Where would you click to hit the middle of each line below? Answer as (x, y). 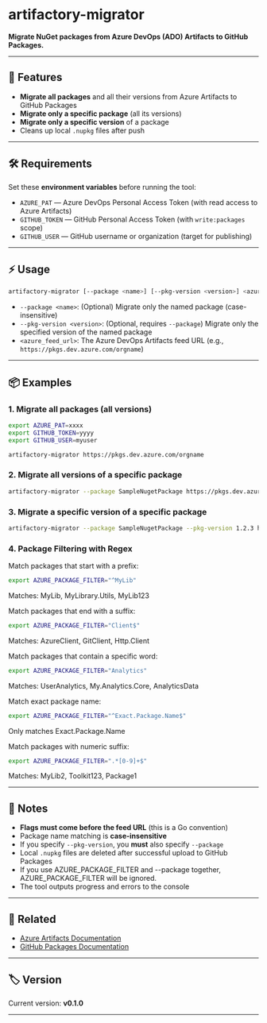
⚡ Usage (29, 269)
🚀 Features (35, 77)
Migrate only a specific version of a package (94, 122)
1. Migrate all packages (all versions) (80, 409)
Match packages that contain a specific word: (83, 656)
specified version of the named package (86, 332)
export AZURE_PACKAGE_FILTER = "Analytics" (78, 670)
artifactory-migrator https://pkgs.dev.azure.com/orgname (106, 454)
